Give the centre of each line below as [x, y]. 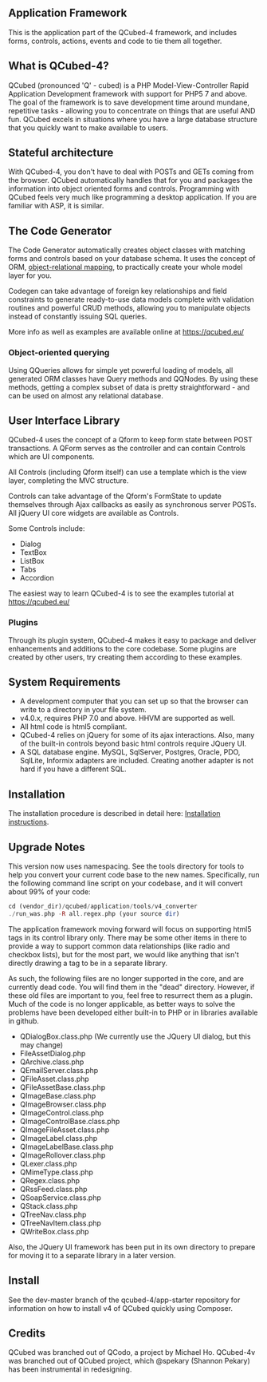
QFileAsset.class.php [54, 1079]
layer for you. [30, 275]
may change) [41, 1044]
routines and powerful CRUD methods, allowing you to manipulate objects [130, 308]
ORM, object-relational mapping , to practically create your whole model [126, 267]
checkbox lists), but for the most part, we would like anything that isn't [124, 954]
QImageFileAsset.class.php [65, 1130]
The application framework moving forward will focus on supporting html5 [130, 929]
